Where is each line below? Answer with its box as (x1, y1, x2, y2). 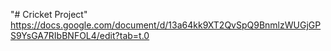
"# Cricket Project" (10, 9, 88, 20)
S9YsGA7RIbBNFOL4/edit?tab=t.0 (10, 30, 150, 41)
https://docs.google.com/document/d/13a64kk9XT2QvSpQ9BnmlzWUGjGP (10, 19, 322, 31)
